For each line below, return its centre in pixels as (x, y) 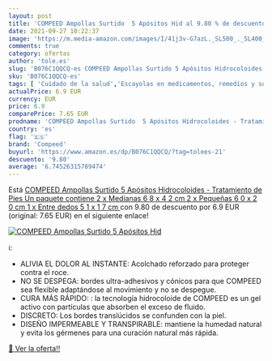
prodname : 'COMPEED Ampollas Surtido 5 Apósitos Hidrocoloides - (123, 122)
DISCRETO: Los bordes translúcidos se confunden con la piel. (123, 316)
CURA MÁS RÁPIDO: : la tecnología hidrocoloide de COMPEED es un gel (140, 299)
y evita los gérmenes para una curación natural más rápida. (119, 333)
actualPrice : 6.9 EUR (45, 91)
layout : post (30, 16)
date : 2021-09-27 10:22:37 (54, 31)
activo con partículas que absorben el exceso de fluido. (113, 307)
